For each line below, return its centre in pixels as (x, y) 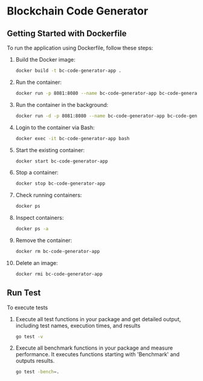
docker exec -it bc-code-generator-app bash (72, 138)
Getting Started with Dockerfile (67, 34)
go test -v (29, 336)
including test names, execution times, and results (78, 325)
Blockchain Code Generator (78, 11)
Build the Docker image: (46, 59)
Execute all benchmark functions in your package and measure (94, 348)
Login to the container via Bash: (55, 127)
